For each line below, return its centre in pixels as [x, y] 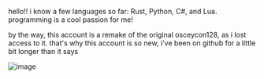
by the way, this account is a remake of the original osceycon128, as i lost [127, 35]
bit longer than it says [43, 51]
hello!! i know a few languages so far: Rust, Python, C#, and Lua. [113, 11]
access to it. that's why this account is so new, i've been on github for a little [132, 43]
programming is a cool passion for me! [71, 20]
